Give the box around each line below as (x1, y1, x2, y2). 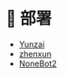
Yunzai (18, 38, 45, 50)
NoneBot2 (18, 58, 57, 69)
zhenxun (18, 48, 52, 59)
